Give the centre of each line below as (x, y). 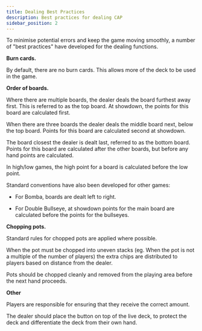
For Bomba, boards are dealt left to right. (65, 197)
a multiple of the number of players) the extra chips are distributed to (92, 257)
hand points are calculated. (40, 155)
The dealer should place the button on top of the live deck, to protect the (96, 316)
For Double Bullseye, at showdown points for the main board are (95, 208)
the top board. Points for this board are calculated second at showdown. (96, 131)
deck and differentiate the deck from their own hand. (72, 323)
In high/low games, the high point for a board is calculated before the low (97, 167)
